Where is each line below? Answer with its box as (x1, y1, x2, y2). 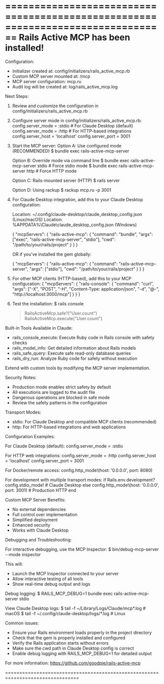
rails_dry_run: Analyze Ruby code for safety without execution (12, 355, 137, 361)
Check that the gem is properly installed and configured (12, 635, 125, 641)
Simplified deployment (12, 517, 58, 523)
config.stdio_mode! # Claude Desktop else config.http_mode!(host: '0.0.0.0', (5, 482, 160, 488)
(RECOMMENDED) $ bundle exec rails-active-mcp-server (12, 148, 129, 154)
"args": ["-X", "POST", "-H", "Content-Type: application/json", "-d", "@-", (12, 286, 160, 292)
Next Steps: (5, 93, 29, 99)
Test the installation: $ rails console (12, 300, 84, 306)
